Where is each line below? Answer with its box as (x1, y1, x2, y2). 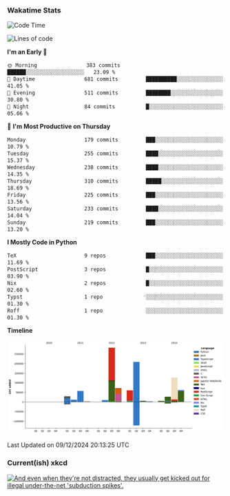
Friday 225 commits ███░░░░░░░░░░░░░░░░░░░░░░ (7, 192, 224, 198)
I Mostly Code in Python (7, 238, 77, 247)
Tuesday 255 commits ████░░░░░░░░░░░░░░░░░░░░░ (7, 150, 224, 157)
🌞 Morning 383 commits (7, 62, 121, 69)
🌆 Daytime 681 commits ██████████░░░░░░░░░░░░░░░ (7, 76, 224, 83)
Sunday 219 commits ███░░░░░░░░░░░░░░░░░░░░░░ (7, 219, 224, 226)
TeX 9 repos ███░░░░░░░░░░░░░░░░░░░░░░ (7, 252, 224, 260)
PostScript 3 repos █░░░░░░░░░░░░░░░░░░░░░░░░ (7, 266, 224, 273)
